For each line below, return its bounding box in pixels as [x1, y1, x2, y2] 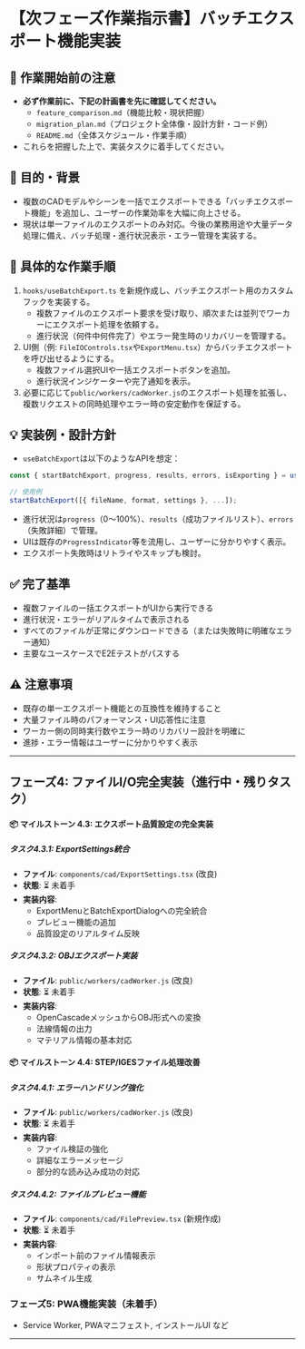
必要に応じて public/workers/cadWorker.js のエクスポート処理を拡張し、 [22, 386, 292, 397]
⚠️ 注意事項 [9, 677, 73, 692]
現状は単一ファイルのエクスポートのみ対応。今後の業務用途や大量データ [22, 219, 293, 230]
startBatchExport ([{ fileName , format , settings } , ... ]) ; [9, 496, 238, 505]
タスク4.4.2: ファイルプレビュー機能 [9, 1188, 147, 1199]
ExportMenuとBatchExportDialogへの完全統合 [35, 904, 208, 916]
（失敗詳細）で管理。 [22, 525, 103, 536]
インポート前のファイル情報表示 [35, 1250, 156, 1261]
